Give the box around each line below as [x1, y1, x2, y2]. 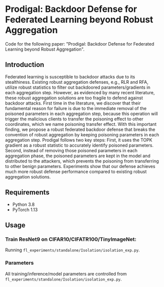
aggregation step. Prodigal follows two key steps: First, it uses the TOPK [5, 137, 153, 143]
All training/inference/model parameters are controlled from [5, 271, 127, 277]
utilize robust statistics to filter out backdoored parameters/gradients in [5, 84, 151, 90]
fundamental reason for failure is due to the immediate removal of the [5, 105, 147, 111]
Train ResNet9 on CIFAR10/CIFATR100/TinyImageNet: [5, 235, 137, 242]
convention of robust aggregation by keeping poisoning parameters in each [5, 131, 160, 137]
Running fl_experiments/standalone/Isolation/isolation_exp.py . [5, 247, 140, 253]
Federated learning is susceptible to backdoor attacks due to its [5, 73, 135, 80]
